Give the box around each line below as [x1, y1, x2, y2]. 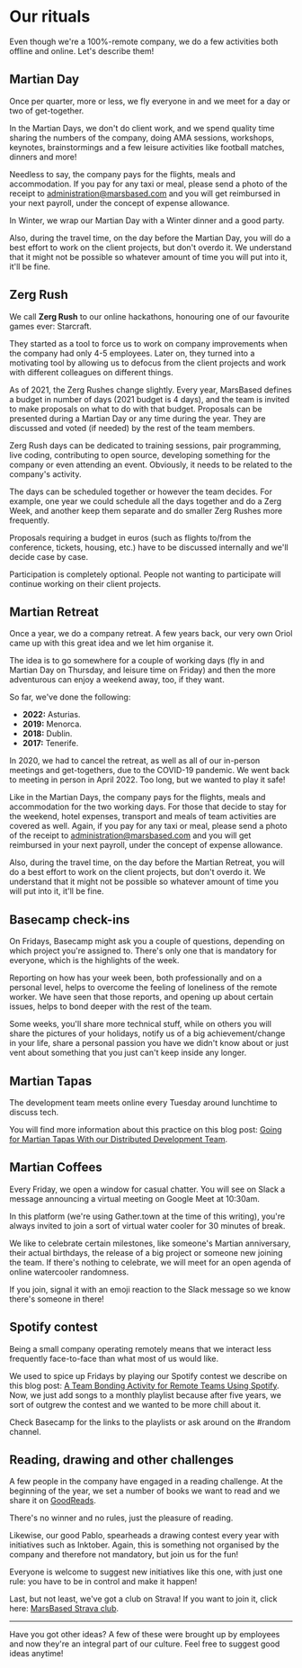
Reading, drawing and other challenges [9, 1452, 234, 1468]
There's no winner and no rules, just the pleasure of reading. [9, 1512, 234, 1523]
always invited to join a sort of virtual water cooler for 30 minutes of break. [9, 1220, 286, 1231]
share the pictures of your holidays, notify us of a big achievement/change [9, 1028, 286, 1039]
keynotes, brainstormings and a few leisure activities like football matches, [9, 141, 285, 152]
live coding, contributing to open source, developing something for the [9, 449, 271, 460]
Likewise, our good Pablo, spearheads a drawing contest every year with [9, 1530, 280, 1541]
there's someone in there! [9, 1294, 105, 1304]
